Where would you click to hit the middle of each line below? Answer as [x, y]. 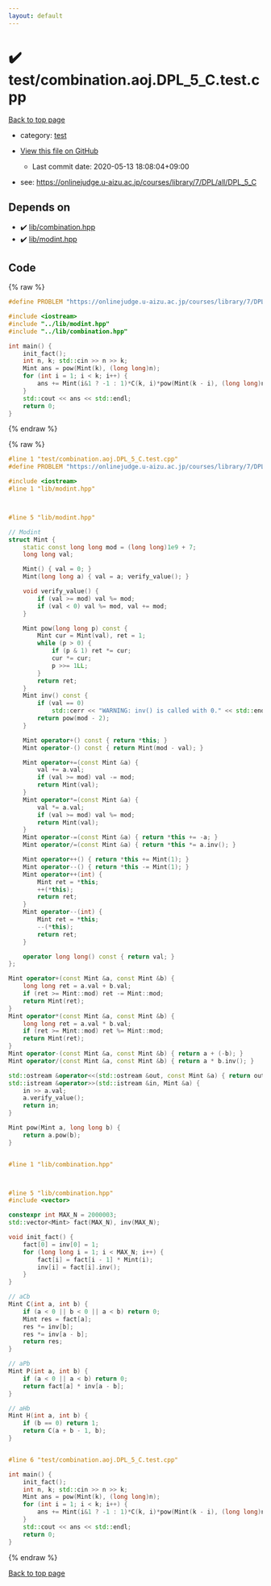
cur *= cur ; [71, 658]
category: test [43, 135]
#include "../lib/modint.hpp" [59, 323]
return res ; [43, 1342]
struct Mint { [32, 540]
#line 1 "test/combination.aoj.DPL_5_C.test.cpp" [94, 459]
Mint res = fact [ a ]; [57, 1319]
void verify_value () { [61, 591]
